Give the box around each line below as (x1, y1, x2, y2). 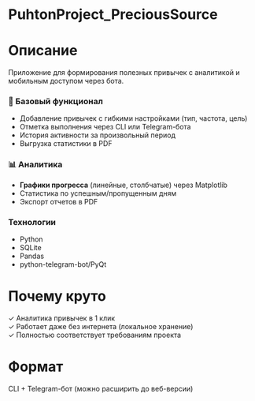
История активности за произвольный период (19, 130, 176, 140)
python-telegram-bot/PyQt (19, 260, 107, 269)
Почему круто (8, 287, 106, 305)
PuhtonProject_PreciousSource (8, 6, 218, 24)
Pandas (19, 251, 45, 261)
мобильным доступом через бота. (8, 77, 124, 86)
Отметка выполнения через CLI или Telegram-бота (19, 122, 191, 132)
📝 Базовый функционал (8, 96, 104, 107)
